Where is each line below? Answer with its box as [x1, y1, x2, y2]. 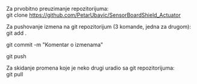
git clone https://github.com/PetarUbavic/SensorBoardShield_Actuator [6, 11, 181, 19]
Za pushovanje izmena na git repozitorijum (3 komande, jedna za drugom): [6, 23, 192, 30]
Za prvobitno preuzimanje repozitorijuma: [6, 5, 109, 12]
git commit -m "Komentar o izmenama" [6, 41, 104, 48]
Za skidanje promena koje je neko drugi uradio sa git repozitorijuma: [6, 64, 175, 71]
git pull [6, 71, 23, 77]
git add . [6, 29, 27, 37]
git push [6, 53, 27, 59]
